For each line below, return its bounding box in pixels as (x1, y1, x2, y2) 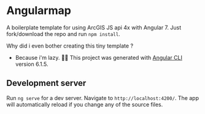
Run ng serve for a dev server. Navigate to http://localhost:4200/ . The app (6, 94, 199, 101)
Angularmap (6, 4, 72, 18)
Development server (6, 78, 87, 88)
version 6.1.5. (15, 60, 48, 68)
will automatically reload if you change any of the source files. (6, 101, 163, 108)
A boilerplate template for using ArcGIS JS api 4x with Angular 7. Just (6, 24, 182, 31)
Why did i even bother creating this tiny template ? (6, 42, 134, 49)
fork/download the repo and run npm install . (6, 30, 121, 37)
